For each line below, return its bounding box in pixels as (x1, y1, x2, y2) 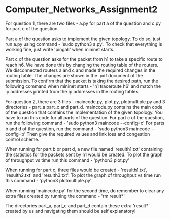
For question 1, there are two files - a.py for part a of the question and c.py (5, 20, 161, 26)
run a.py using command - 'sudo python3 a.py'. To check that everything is (5, 41, 162, 47)
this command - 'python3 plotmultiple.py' (5, 177, 92, 183)
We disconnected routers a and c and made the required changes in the (5, 67, 156, 73)
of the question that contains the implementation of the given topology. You (5, 109, 163, 115)
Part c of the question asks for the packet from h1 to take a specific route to (5, 56, 163, 62)
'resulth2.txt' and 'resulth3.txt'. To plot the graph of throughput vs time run (5, 172, 161, 178)
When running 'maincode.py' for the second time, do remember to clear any (5, 187, 164, 194)
